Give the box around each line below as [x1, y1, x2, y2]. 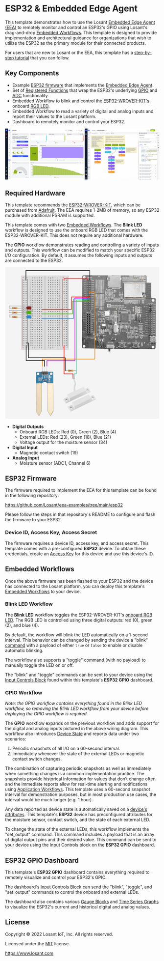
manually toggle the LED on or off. [5, 662, 74, 668]
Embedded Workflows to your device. [5, 588, 81, 594]
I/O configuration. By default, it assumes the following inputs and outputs [5, 253, 153, 258]
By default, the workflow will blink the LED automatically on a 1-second [5, 632, 148, 638]
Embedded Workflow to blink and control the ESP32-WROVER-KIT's [12, 98, 150, 104]
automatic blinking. [5, 647, 44, 653]
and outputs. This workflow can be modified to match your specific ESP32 [5, 247, 155, 253]
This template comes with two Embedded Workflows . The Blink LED [5, 222, 142, 228]
